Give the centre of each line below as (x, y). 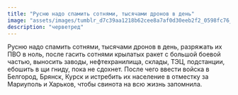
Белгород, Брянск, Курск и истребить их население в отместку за (108, 77)
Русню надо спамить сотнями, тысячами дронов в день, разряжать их (115, 47)
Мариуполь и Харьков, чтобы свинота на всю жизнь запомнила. (105, 84)
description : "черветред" (45, 27)
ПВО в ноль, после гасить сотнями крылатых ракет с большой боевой (114, 54)
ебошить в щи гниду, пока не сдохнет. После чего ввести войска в (108, 69)
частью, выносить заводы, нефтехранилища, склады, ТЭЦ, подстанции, (116, 62)
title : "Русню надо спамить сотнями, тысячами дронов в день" (101, 14)
